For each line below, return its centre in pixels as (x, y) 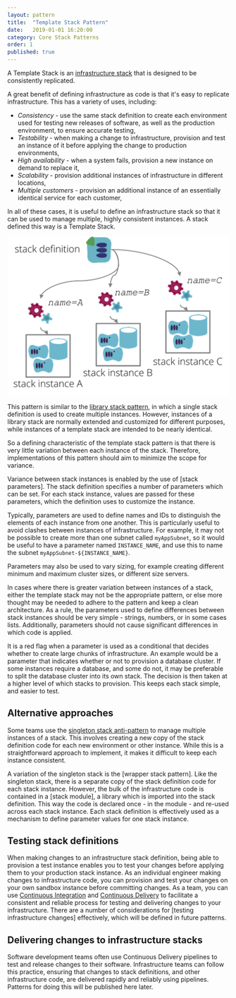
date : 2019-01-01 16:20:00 (50, 30)
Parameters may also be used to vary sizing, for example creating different (116, 566)
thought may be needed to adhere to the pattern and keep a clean (103, 602)
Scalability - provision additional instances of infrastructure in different (120, 175)
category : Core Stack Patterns (53, 37)
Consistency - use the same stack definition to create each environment (122, 115)
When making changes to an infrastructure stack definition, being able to (113, 858)
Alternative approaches (61, 713)
